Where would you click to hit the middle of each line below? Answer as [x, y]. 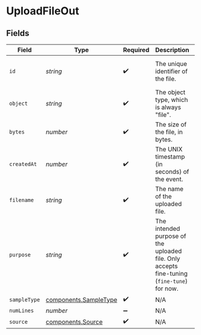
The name [169, 189]
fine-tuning [171, 274]
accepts [167, 266]
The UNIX [169, 149]
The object [170, 92]
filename [22, 200]
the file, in [169, 132]
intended [168, 229]
